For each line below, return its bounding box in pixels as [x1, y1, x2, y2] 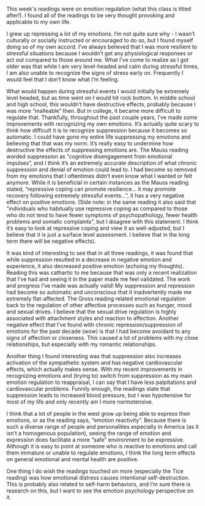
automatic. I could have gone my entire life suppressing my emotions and [6, 133, 191, 140]
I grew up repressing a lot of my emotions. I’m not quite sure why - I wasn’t [6, 30, 195, 37]
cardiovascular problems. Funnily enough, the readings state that [6, 385, 170, 392]
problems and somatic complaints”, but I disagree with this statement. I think [6, 218, 199, 225]
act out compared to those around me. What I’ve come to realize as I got [6, 56, 189, 63]
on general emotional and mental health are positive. [6, 456, 139, 462]
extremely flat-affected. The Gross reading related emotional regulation [6, 295, 187, 302]
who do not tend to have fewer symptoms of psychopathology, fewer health [6, 212, 198, 218]
